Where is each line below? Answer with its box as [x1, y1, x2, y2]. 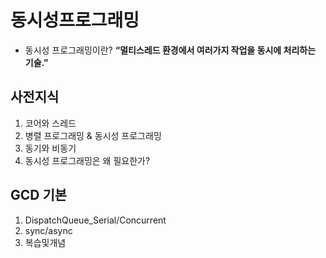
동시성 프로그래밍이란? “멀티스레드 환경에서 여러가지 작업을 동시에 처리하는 [24, 44, 317, 56]
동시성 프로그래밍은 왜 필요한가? [24, 154, 151, 166]
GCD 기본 [10, 187, 68, 204]
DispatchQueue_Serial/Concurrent [24, 214, 167, 226]
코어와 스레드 [24, 117, 77, 129]
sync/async [24, 224, 73, 236]
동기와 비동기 [24, 142, 77, 154]
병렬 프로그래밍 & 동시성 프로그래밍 [24, 129, 162, 141]
